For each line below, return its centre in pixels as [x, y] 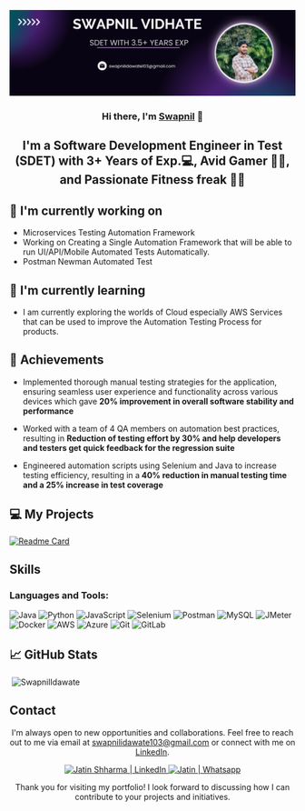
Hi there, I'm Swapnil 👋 [152, 116]
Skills [25, 570]
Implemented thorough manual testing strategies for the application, [150, 382]
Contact [33, 711]
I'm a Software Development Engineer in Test [152, 146]
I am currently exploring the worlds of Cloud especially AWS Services [152, 312]
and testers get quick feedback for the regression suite [128, 447]
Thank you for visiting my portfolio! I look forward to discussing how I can [152, 786]
